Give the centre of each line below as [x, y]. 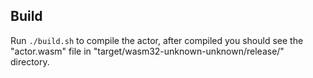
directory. [30, 61]
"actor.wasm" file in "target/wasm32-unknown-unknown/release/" [147, 51]
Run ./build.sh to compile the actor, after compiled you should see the [157, 40]
